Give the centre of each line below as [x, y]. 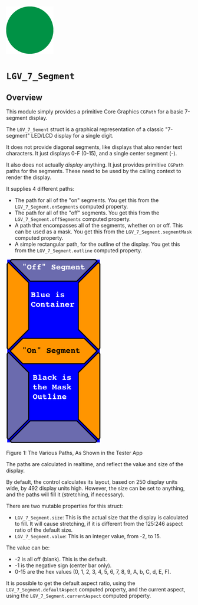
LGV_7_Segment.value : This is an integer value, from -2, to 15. [88, 536]
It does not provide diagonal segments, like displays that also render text [94, 147]
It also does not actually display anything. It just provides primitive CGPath [95, 165]
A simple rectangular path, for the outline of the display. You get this [97, 244]
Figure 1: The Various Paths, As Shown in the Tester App [75, 453]
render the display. [29, 177]
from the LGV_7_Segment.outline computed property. [78, 251]
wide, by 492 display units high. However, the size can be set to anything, [95, 488]
